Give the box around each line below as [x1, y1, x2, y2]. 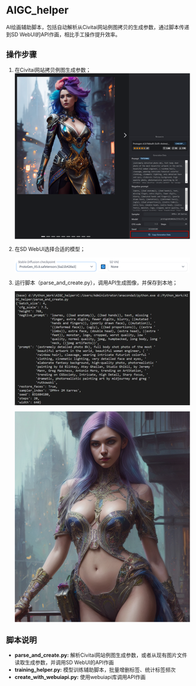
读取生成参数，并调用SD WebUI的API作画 [14, 659, 114, 666]
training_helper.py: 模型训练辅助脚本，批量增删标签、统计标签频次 [14, 666, 176, 673]
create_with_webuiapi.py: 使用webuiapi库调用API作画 [14, 674, 146, 681]
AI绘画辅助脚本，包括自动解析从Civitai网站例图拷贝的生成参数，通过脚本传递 [6, 23, 190, 30]
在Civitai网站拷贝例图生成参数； [14, 66, 92, 73]
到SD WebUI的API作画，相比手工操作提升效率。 [6, 30, 121, 38]
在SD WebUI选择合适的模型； [14, 246, 86, 253]
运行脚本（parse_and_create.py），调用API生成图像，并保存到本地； [14, 279, 178, 286]
